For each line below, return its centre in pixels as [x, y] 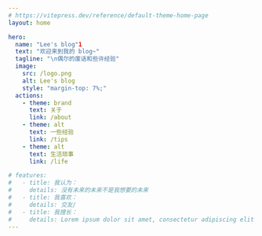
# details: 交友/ [42, 205]
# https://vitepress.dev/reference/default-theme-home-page [109, 15]
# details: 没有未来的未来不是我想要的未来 [78, 190]
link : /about [50, 118]
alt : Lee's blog [49, 81]
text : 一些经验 [51, 132]
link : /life [48, 161]
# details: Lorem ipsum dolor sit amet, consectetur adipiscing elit [131, 219]
